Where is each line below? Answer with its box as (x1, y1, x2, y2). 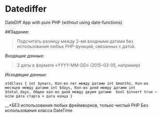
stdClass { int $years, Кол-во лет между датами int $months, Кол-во (5, 81, 149, 86)
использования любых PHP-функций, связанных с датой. (16, 43, 136, 49)
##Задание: (5, 29, 30, 34)
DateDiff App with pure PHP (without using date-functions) (5, 19, 123, 25)
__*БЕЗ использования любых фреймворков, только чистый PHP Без (5, 102, 148, 108)
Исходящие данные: (5, 71, 48, 77)
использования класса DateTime (5, 107, 73, 113)
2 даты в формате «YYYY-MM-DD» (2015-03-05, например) (16, 62, 141, 68)
